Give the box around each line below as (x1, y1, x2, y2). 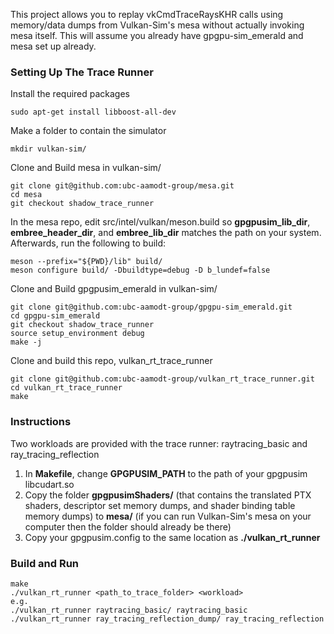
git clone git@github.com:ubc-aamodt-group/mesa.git (10, 181, 235, 191)
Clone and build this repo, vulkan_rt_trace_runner (10, 355, 213, 367)
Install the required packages (10, 88, 131, 100)
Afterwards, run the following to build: (10, 237, 167, 249)
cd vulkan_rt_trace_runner (10, 383, 123, 393)
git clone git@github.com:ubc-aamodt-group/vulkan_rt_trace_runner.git (10, 374, 315, 384)
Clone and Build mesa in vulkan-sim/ (10, 162, 162, 174)
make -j (10, 337, 43, 348)
